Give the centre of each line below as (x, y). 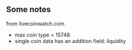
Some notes (29, 10)
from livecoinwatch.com (35, 23)
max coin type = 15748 (42, 35)
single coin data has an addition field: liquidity (70, 41)
